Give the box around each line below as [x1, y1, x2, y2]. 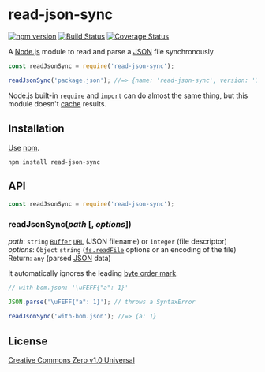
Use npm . [8, 143, 40, 152]
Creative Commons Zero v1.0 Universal [8, 355, 136, 364]
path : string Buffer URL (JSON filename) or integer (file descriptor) [8, 236, 227, 246]
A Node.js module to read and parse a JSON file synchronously [8, 46, 215, 56]
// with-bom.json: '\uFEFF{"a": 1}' [8, 284, 129, 292]
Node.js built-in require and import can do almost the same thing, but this [8, 91, 248, 100]
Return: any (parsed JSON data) [8, 254, 112, 263]
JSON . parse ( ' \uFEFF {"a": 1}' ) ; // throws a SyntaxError [8, 298, 196, 307]
